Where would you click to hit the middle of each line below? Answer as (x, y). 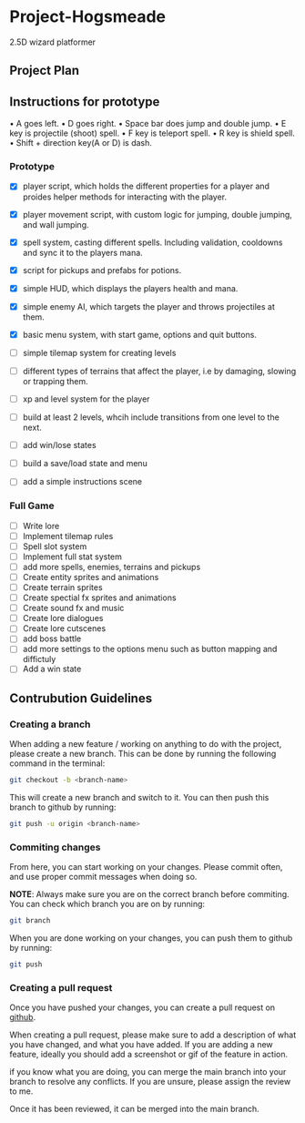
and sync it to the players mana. (82, 252)
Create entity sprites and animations (91, 577)
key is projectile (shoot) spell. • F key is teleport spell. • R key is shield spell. (152, 133)
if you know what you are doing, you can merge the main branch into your (148, 1072)
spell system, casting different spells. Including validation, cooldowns (152, 242)
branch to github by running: (63, 807)
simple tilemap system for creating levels (99, 352)
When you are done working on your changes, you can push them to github (151, 938)
